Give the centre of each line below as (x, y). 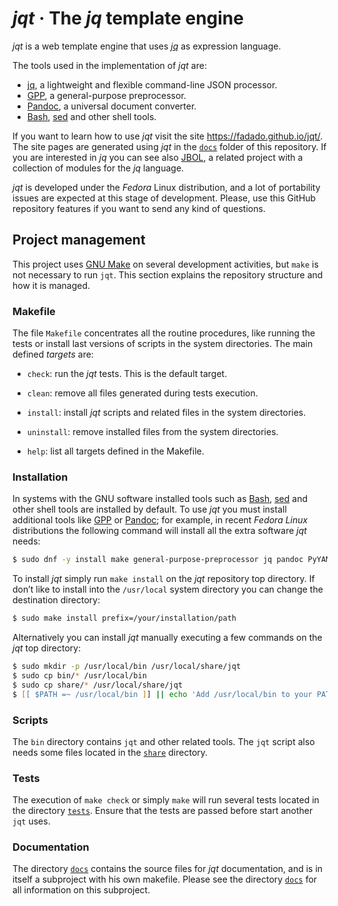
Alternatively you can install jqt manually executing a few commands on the (167, 638)
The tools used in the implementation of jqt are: (109, 65)
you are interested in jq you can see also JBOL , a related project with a (158, 157)
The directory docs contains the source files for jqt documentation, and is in (168, 869)
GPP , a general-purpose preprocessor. (106, 95)
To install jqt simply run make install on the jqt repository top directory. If (163, 579)
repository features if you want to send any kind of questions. (139, 208)
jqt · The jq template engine (128, 18)
